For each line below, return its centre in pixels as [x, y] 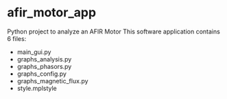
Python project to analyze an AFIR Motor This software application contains [114, 31]
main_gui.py [34, 52]
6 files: [17, 38]
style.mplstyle [37, 88]
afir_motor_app [52, 13]
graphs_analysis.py [44, 59]
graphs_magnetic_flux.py [52, 81]
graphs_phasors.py [44, 66]
